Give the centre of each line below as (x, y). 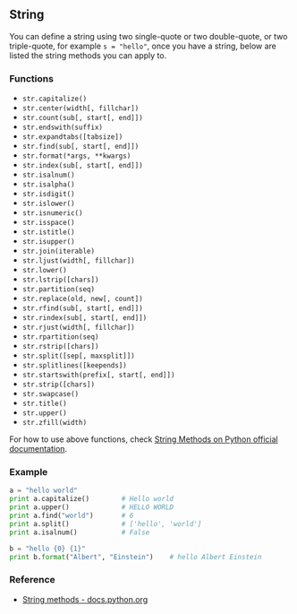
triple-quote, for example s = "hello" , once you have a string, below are (143, 46)
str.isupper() (48, 242)
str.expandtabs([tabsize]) (72, 137)
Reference (32, 580)
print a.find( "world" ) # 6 (72, 516)
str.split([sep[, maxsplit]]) (79, 356)
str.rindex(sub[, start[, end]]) (85, 318)
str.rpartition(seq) (60, 337)
